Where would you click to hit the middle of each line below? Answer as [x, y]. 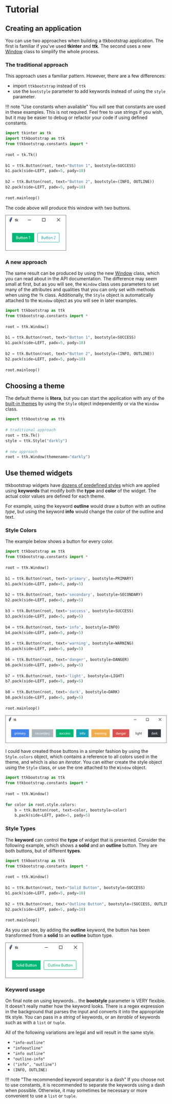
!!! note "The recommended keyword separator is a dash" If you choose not [85, 1079]
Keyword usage [25, 990]
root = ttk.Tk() [23, 435]
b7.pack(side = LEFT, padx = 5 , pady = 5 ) [44, 681]
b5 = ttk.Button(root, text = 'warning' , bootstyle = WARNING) [70, 643]
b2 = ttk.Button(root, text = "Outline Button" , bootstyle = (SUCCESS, [79, 904]
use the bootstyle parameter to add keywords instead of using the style [89, 91]
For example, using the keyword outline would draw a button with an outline [85, 506]
